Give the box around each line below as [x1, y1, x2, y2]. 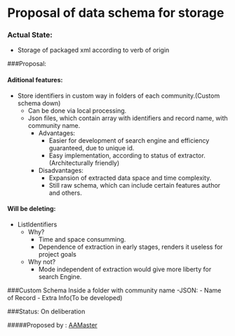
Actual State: [7, 30, 53, 40]
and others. [48, 188, 82, 197]
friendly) [94, 158, 120, 167]
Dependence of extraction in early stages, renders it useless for [38, 243, 223, 251]
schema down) [17, 98, 61, 107]
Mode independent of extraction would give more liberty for [38, 265, 212, 273]
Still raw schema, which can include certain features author [48, 181, 221, 189]
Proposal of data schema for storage [7, 5, 224, 21]
